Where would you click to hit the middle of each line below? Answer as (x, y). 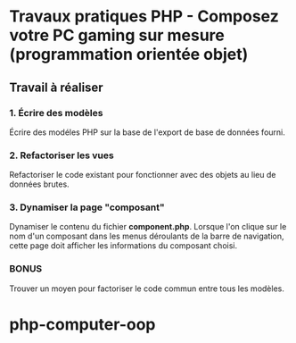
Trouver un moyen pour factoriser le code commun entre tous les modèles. (147, 289)
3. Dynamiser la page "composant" (87, 207)
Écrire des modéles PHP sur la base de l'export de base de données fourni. (147, 132)
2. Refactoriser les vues (62, 155)
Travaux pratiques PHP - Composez (144, 17)
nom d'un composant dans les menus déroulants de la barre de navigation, (147, 236)
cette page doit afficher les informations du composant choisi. (123, 246)
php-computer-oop (82, 324)
